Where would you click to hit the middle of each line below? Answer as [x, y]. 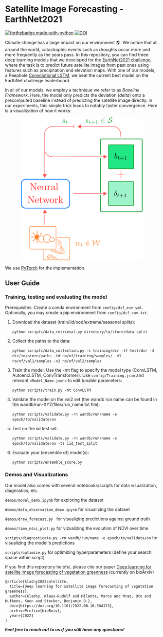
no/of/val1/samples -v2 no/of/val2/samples [57, 361]
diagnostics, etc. [22, 491]
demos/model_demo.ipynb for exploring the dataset [54, 500]
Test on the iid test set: [35, 429]
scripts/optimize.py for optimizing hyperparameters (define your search [78, 552]
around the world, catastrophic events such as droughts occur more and [78, 49]
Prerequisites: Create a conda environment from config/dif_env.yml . [74, 308]
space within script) [25, 557]
